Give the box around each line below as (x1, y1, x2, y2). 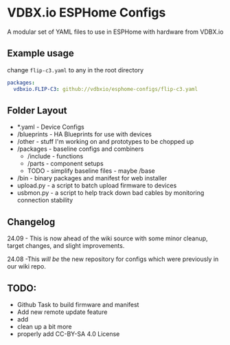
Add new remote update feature (16, 308, 108, 316)
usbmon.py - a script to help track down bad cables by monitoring (16, 189, 205, 197)
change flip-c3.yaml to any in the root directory (7, 65, 144, 74)
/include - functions (27, 152, 84, 160)
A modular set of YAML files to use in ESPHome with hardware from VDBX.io (7, 28, 224, 36)
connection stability (16, 196, 73, 205)
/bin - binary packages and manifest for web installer (16, 174, 168, 182)
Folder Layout (7, 105, 67, 116)
